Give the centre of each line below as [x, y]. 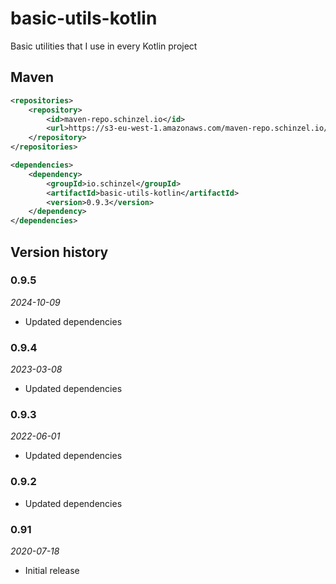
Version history [59, 252]
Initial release [52, 570]
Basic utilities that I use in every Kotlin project [104, 46]
